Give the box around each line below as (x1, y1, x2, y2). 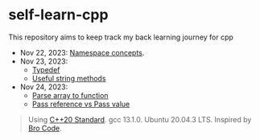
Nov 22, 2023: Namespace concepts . (19, 47, 145, 57)
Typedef (31, 64, 60, 74)
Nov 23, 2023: (19, 56, 68, 66)
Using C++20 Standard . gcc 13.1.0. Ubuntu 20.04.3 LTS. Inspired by (27, 114, 252, 124)
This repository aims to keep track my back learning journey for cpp (8, 32, 233, 42)
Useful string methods (31, 73, 106, 83)
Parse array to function (31, 90, 109, 100)
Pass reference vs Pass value (31, 99, 130, 109)
